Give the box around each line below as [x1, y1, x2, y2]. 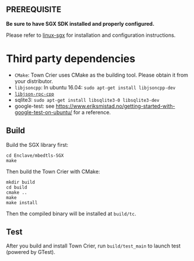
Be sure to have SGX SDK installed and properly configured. [6, 20, 155, 27]
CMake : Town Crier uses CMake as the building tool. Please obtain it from [14, 71, 189, 78]
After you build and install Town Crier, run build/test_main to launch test [6, 242, 181, 249]
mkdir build [6, 179, 35, 185]
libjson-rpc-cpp [14, 91, 54, 97]
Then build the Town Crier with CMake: [6, 168, 101, 175]
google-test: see [14, 102, 55, 109]
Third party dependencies [6, 52, 136, 65]
